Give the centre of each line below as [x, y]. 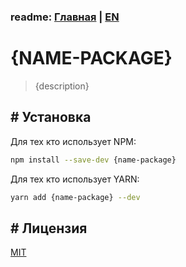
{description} [62, 86]
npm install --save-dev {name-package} [93, 160]
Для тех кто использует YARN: [75, 179]
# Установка [51, 117]
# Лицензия [49, 228]
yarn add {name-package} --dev [75, 197]
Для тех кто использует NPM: [73, 141]
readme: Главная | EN [65, 17]
